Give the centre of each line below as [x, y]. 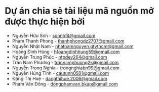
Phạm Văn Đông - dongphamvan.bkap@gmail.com [65, 84]
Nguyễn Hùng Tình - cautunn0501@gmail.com [61, 73]
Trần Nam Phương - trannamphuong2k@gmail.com [65, 62]
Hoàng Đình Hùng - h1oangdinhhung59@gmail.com [66, 52]
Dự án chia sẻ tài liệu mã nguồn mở [79, 11]
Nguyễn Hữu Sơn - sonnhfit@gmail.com [54, 35]
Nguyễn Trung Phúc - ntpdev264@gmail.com [59, 57]
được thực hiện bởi [45, 21]
